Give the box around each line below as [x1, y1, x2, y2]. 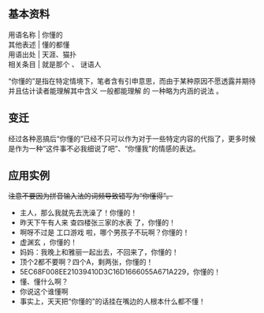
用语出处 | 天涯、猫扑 [8, 50, 77, 59]
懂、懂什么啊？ [19, 277, 69, 286]
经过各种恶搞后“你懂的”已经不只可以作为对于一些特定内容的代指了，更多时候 [8, 133, 256, 143]
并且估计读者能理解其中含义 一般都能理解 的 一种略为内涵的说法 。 [8, 86, 223, 95]
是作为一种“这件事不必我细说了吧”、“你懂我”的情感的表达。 [8, 143, 200, 153]
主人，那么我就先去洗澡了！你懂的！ [19, 208, 138, 218]
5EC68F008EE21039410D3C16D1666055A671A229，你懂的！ [19, 267, 221, 277]
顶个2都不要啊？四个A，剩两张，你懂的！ [19, 257, 154, 266]
